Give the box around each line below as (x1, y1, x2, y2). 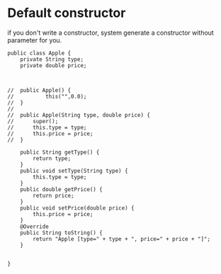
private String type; (20, 55, 84, 63)
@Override (20, 223, 50, 230)
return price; (33, 192, 74, 199)
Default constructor (7, 5, 126, 21)
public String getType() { (20, 149, 100, 156)
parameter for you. (7, 35, 62, 44)
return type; (33, 154, 72, 162)
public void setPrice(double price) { (20, 204, 135, 212)
